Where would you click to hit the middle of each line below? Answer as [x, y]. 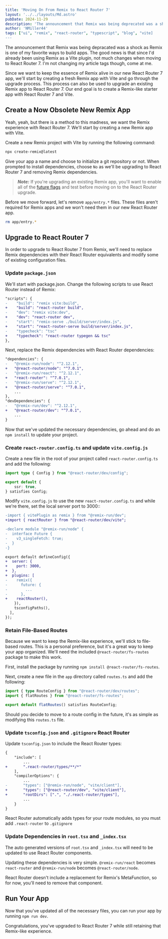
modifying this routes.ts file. [35, 720]
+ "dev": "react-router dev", [40, 317]
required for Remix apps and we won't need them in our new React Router [81, 207]
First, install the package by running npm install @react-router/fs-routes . [82, 667]
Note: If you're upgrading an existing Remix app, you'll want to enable [89, 181]
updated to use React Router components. [49, 853]
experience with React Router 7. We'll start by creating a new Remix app [79, 127]
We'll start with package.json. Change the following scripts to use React [79, 284]
